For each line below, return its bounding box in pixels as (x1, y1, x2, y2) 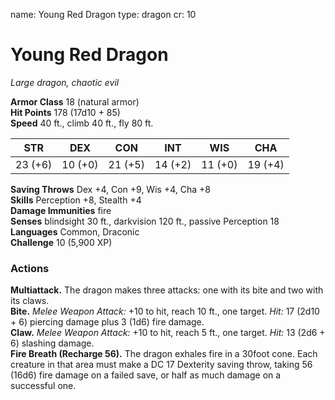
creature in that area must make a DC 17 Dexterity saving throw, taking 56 (10, 359, 313, 371)
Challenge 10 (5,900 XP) (10, 236, 113, 248)
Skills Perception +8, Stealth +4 (10, 194, 142, 206)
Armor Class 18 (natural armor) (10, 95, 140, 108)
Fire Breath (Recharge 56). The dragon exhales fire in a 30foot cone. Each (10, 348, 318, 360)
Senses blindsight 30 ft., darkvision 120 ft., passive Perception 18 (10, 215, 280, 227)
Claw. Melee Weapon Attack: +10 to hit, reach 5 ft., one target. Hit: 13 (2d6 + (10, 327, 326, 339)
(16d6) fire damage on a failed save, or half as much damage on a (10, 369, 282, 381)
